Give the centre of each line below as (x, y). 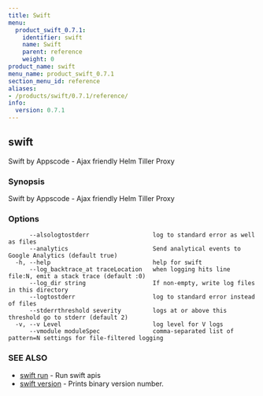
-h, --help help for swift (109, 263)
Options (24, 219)
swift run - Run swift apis (60, 375)
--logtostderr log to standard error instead (142, 297)
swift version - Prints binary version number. (91, 383)
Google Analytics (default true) (63, 256)
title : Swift (30, 15)
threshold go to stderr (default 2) (68, 318)
